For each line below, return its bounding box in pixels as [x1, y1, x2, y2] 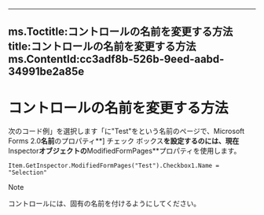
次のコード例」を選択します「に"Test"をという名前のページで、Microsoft [8, 127, 245, 136]
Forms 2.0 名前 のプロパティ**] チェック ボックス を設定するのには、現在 [8, 136, 240, 146]
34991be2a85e [8, 65, 85, 79]
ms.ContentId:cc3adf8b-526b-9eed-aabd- [8, 53, 225, 66]
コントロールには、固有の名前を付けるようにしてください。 [8, 198, 201, 209]
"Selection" [8, 169, 47, 177]
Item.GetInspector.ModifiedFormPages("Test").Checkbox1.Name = [8, 162, 220, 170]
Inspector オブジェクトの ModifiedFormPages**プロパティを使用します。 [8, 146, 241, 156]
